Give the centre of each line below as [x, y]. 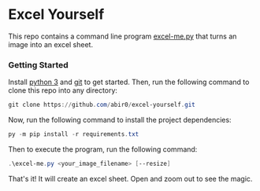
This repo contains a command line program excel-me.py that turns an [123, 36]
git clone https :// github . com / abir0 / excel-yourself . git [102, 105]
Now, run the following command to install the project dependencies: [120, 120]
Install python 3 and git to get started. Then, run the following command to [129, 82]
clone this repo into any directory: [63, 90]
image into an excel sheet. [50, 44]
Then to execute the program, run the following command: [103, 149]
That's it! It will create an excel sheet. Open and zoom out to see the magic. [130, 178]
